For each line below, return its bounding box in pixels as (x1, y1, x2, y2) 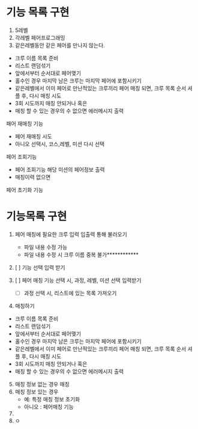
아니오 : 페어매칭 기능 (23, 403, 74, 410)
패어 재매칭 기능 (6, 120, 44, 127)
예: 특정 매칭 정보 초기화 (23, 395, 80, 402)
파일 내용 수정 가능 (23, 243, 68, 251)
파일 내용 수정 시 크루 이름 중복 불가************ (23, 251, 139, 258)
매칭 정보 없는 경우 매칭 (14, 380, 70, 387)
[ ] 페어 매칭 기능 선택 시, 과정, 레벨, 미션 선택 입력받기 (14, 277, 142, 284)
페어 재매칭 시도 (14, 133, 52, 140)
